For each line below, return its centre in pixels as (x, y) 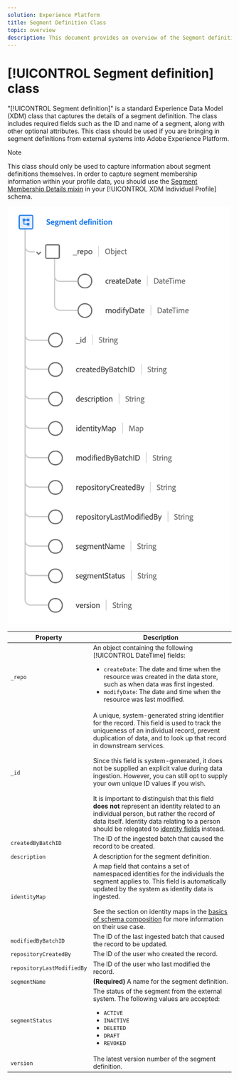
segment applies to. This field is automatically (160, 881)
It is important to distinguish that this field (153, 799)
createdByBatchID (36, 843)
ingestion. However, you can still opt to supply (160, 776)
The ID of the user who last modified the (152, 964)
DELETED (115, 1029)
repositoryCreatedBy (41, 955)
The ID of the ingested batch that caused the (158, 839)
